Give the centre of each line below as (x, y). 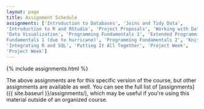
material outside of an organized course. (57, 99)
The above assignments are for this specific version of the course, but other (101, 80)
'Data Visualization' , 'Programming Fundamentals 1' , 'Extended (89, 35)
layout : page (23, 12)
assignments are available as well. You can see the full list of (82, 87)
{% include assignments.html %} (47, 68)
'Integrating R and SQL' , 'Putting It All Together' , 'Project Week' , (97, 46)
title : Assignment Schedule (42, 18)
